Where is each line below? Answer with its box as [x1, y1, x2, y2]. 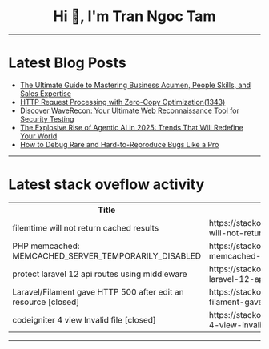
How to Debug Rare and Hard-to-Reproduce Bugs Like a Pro [19, 139, 219, 149]
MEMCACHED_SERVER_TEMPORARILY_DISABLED [12, 250, 202, 261]
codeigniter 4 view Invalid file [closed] [12, 314, 156, 325]
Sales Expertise [19, 88, 72, 98]
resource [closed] [12, 296, 80, 307]
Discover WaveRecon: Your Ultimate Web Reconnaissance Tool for [19, 106, 240, 115]
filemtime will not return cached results [12, 222, 159, 233]
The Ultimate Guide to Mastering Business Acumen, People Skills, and [19, 80, 251, 90]
